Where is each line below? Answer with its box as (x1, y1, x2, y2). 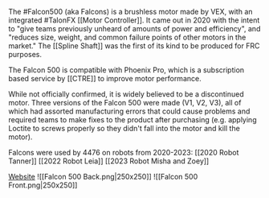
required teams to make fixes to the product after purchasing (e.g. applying (8, 115, 257, 124)
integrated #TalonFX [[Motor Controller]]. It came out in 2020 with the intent (8, 15, 260, 25)
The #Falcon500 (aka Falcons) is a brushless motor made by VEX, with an (8, 7, 253, 16)
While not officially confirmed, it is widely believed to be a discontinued (8, 89, 244, 99)
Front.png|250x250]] (8, 180, 78, 190)
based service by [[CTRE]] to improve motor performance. (8, 74, 202, 83)
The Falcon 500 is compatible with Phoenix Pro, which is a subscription (8, 65, 245, 75)
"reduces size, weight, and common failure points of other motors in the (8, 32, 247, 42)
